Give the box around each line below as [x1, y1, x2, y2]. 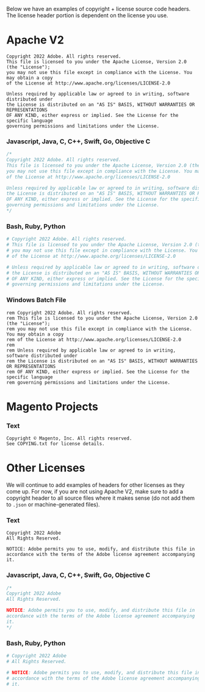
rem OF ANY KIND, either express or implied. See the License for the [6, 369, 190, 375]
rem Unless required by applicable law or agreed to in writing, [6, 347, 176, 353]
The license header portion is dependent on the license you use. [6, 12, 168, 19]
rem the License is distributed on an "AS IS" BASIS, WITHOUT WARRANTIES [6, 358, 198, 364]
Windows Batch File [6, 296, 67, 304]
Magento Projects [6, 399, 99, 413]
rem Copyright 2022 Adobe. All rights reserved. [6, 309, 132, 316]
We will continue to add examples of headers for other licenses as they [6, 481, 185, 489]
